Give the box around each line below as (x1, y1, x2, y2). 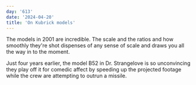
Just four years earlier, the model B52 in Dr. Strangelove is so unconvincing (6, 60, 191, 67)
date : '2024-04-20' (6, 14, 55, 20)
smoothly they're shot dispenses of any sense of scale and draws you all (6, 42, 185, 49)
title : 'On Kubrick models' (6, 19, 76, 25)
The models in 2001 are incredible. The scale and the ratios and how (6, 36, 174, 43)
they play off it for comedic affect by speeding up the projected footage (6, 66, 182, 73)
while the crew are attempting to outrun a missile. (6, 72, 127, 80)
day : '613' (6, 8, 33, 15)
